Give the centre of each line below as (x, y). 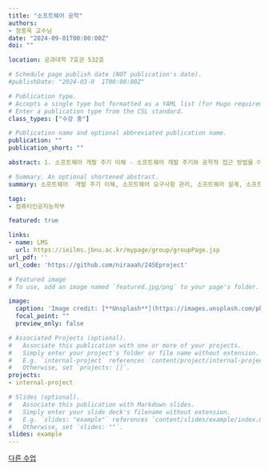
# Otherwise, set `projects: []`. (69, 368)
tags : (17, 199)
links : (19, 235)
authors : (23, 23)
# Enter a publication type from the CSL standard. (96, 111)
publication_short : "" (46, 148)
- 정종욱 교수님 (30, 30)
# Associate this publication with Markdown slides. (102, 404)
